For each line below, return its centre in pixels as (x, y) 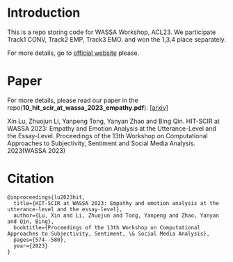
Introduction (44, 13)
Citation (31, 179)
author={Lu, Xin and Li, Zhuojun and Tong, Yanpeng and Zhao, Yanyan (116, 215)
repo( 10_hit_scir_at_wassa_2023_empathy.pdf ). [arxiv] (88, 107)
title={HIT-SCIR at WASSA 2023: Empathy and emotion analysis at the (116, 203)
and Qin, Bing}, (31, 221)
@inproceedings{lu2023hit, (46, 197)
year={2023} (31, 246)
